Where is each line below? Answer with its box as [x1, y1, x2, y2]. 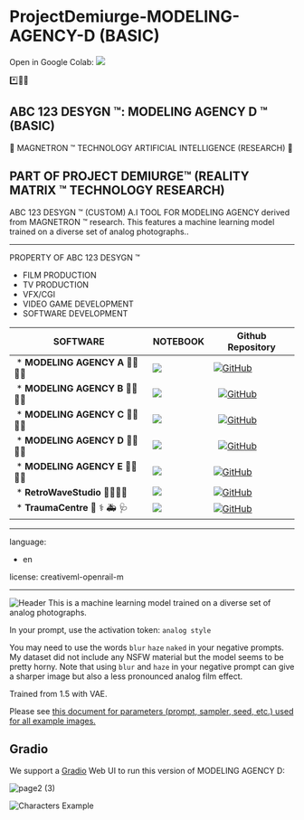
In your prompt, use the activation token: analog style [9, 624, 212, 635]
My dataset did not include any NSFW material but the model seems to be [9, 651, 285, 662]
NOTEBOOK [152, 335, 205, 347]
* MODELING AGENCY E [16, 459, 124, 472]
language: [9, 536, 47, 547]
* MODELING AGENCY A [16, 355, 125, 368]
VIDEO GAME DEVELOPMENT [22, 298, 134, 309]
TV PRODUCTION [22, 278, 89, 290]
